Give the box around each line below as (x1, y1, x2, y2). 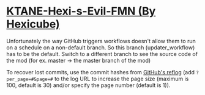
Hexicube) (6, 17, 60, 31)
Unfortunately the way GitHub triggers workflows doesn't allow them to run (6, 37, 196, 44)
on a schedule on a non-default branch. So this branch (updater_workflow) (6, 44, 195, 51)
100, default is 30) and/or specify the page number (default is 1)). (6, 81, 171, 89)
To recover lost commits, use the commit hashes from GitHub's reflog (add (6, 68, 195, 76)
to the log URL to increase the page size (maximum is (54, 75, 189, 82)
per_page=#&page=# (6, 76, 53, 82)
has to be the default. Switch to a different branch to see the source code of (6, 50, 198, 57)
